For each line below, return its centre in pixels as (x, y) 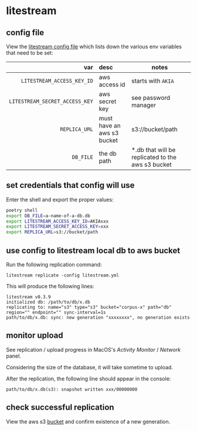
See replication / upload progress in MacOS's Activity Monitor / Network (93, 349)
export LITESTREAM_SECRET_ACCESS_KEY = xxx (57, 227)
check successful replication (60, 407)
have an (110, 126)
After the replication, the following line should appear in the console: (89, 378)
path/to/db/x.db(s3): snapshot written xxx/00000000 (72, 389)
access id (112, 85)
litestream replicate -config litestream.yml (62, 275)
